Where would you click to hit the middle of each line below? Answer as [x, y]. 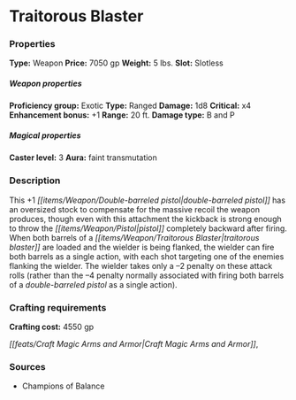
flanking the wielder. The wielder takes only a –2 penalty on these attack [141, 265]
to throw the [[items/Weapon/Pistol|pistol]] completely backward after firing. [148, 228]
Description [35, 181]
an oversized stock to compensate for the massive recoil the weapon [135, 209]
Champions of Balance [63, 386]
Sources [27, 366]
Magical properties [45, 135]
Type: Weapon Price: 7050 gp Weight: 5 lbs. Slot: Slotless [116, 63]
